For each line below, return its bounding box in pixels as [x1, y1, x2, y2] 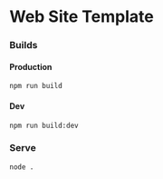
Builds [9, 39, 38, 52]
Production [9, 61, 53, 72]
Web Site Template [9, 6, 154, 27]
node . [9, 162, 34, 172]
